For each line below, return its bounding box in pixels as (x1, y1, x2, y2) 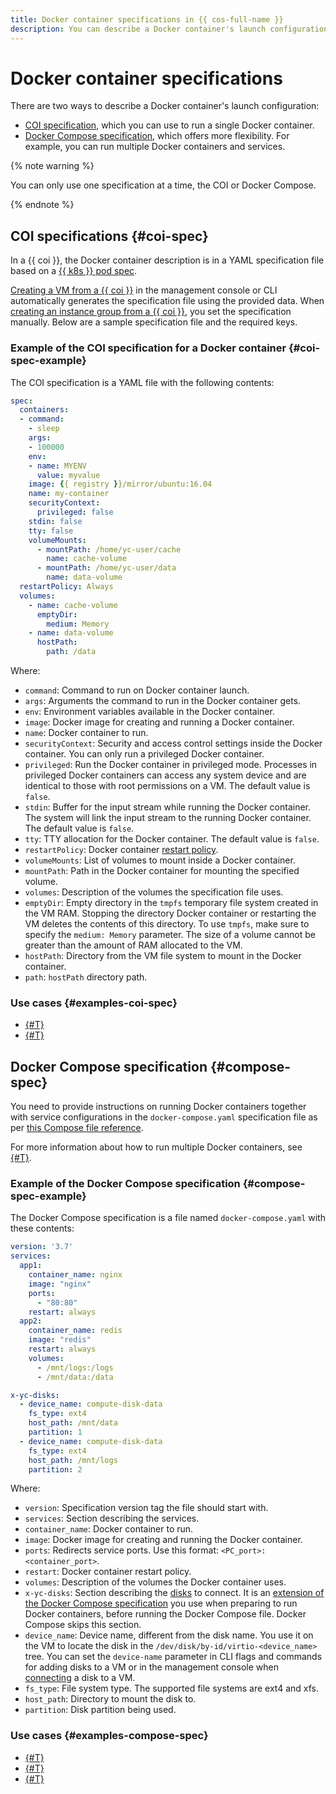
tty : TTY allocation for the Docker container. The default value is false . (24, 833, 320, 845)
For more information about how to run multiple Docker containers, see (10, 1141, 303, 1153)
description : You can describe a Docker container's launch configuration (10, 24, 329, 34)
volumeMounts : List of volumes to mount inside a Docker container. (24, 854, 296, 866)
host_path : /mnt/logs (28, 1455, 118, 1465)
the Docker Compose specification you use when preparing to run (24, 1597, 298, 1610)
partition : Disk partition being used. (24, 1704, 177, 1716)
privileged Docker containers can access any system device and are (24, 769, 307, 781)
